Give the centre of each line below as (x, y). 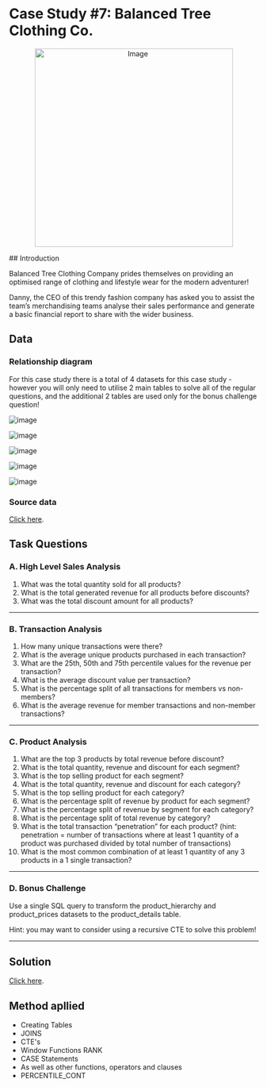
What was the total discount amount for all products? (107, 601)
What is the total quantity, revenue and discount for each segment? (130, 768)
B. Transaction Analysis (55, 629)
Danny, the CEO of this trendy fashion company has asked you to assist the (132, 297)
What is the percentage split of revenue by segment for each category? (137, 810)
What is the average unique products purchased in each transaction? (133, 654)
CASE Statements (49, 1059)
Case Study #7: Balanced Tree (110, 14)
